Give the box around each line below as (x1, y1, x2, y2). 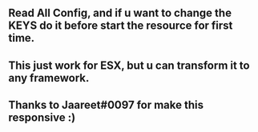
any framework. (8, 71, 90, 85)
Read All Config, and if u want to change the (8, 6, 232, 20)
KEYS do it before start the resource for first (8, 19, 233, 33)
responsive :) (8, 111, 76, 125)
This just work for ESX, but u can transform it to (8, 58, 250, 72)
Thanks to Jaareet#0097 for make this (8, 98, 204, 112)
